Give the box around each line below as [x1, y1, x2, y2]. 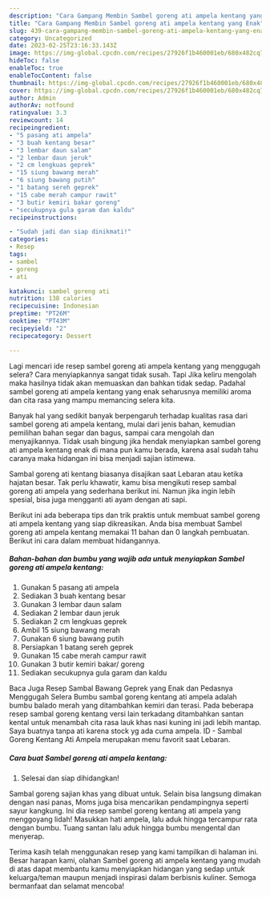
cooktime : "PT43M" [9, 317, 71, 325]
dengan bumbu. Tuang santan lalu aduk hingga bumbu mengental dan [9, 823, 241, 833]
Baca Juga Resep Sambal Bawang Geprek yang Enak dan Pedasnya [9, 683, 233, 693]
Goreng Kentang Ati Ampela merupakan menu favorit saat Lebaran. [9, 735, 231, 744]
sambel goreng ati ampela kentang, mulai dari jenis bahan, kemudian [9, 419, 236, 429]
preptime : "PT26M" [9, 310, 71, 318]
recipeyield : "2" [9, 324, 67, 332]
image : [9, 49, 31, 57]
